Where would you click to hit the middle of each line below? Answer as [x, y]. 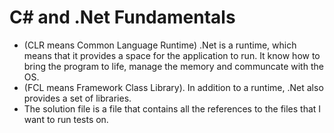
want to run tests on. [66, 119]
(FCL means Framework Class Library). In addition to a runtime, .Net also [173, 87]
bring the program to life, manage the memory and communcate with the [173, 66]
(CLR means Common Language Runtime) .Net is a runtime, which [160, 45]
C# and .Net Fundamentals [122, 17]
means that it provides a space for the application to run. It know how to [172, 55]
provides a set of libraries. [77, 98]
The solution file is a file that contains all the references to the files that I [172, 108]
